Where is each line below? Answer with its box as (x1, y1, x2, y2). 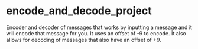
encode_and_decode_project (6, 4, 152, 18)
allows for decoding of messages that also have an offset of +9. (6, 36, 161, 43)
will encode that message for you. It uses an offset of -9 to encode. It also (6, 30, 186, 37)
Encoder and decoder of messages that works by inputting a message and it (6, 24, 192, 31)
